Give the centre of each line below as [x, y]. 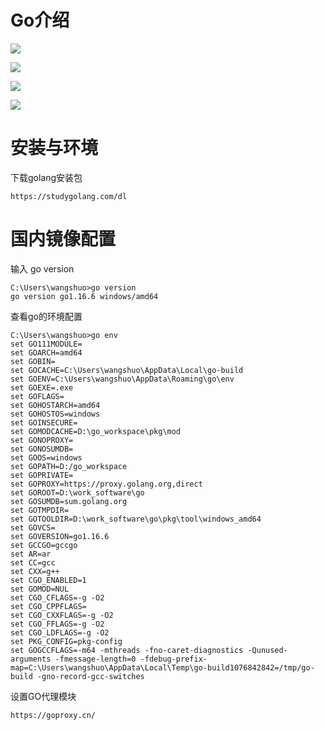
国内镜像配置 [63, 239]
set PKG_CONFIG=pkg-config [66, 641]
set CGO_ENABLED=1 [48, 580]
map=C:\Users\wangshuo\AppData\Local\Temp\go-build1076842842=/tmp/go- [162, 667]
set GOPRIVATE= [42, 475]
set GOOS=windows [46, 457]
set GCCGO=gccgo [44, 545]
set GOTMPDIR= [40, 510]
